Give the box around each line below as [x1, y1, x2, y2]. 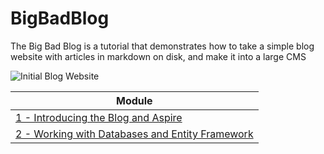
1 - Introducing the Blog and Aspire [15, 110, 183, 124]
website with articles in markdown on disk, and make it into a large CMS [10, 50, 307, 62]
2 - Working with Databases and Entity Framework [15, 127, 254, 141]
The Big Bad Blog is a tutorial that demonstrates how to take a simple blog [10, 40, 315, 52]
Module [116, 93, 153, 107]
